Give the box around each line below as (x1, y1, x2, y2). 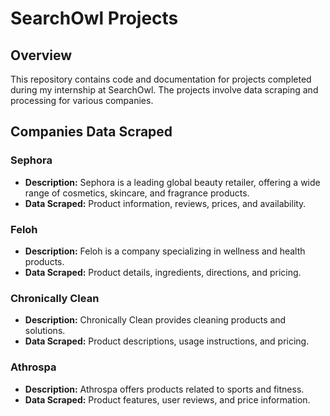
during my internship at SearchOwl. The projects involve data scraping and (10, 84, 319, 96)
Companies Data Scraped (10, 123, 173, 141)
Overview (10, 47, 73, 64)
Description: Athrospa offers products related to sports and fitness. (24, 383, 305, 395)
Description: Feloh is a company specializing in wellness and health (24, 245, 306, 257)
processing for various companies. (10, 95, 154, 106)
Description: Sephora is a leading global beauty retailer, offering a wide (24, 176, 321, 188)
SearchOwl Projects (10, 7, 179, 30)
